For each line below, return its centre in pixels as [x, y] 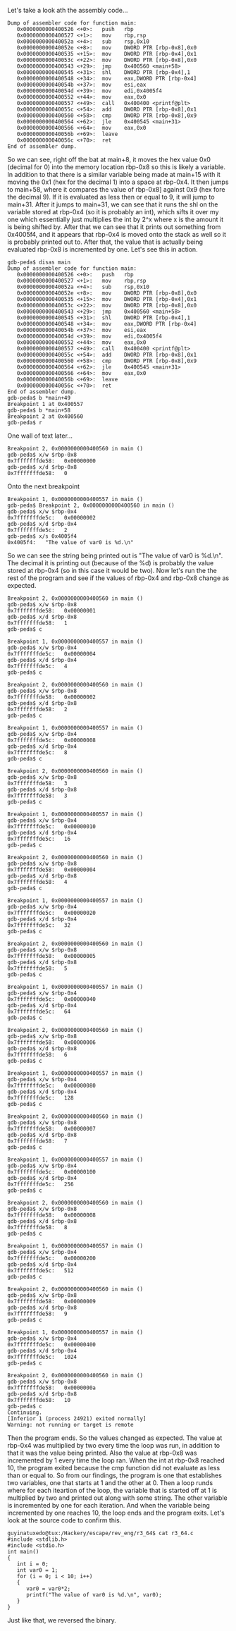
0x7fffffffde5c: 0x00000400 [52, 1345]
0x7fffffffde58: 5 [38, 968]
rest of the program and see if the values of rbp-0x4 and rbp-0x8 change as [118, 578]
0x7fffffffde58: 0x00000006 [52, 1042]
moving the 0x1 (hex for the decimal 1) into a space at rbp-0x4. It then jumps [118, 182]
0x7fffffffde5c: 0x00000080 [52, 1085]
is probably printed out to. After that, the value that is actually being [105, 242]
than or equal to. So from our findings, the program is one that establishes [114, 1475]
